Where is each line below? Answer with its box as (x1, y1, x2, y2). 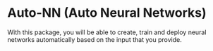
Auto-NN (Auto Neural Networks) (7, 5, 207, 21)
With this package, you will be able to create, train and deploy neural (7, 28, 207, 36)
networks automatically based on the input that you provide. (7, 35, 182, 43)
